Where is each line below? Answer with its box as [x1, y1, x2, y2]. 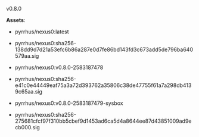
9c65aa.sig [14, 88, 43, 95]
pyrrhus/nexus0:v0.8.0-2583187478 [14, 64, 104, 71]
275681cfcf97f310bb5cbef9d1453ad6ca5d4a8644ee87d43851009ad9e [14, 117, 192, 124]
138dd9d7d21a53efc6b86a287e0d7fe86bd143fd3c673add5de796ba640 [14, 46, 194, 53]
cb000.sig [14, 124, 40, 130]
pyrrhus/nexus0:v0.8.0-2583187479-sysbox [14, 99, 123, 107]
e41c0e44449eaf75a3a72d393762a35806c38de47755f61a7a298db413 [14, 82, 192, 89]
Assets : [6, 17, 26, 23]
